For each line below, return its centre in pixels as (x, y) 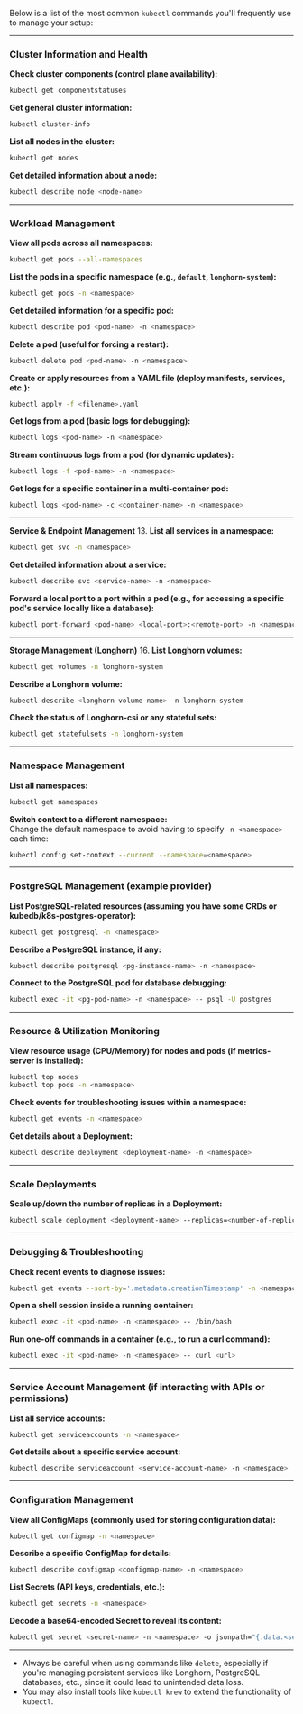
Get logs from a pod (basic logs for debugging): (100, 421)
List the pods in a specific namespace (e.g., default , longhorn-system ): (143, 276)
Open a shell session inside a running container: (101, 1306)
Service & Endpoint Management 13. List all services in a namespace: (142, 531)
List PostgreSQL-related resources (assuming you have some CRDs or (143, 906)
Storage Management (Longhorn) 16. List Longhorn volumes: (126, 650)
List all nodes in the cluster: (62, 142)
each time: (29, 839)
